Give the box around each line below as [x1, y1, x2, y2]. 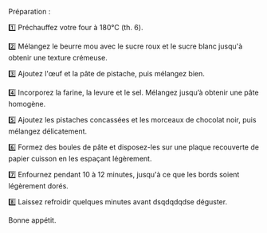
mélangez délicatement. [8, 126, 88, 136]
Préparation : [8, 7, 51, 16]
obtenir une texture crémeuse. [8, 53, 108, 62]
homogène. [8, 99, 46, 108]
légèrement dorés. [8, 181, 69, 190]
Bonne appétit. [8, 216, 57, 225]
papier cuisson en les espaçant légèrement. [8, 154, 152, 163]
